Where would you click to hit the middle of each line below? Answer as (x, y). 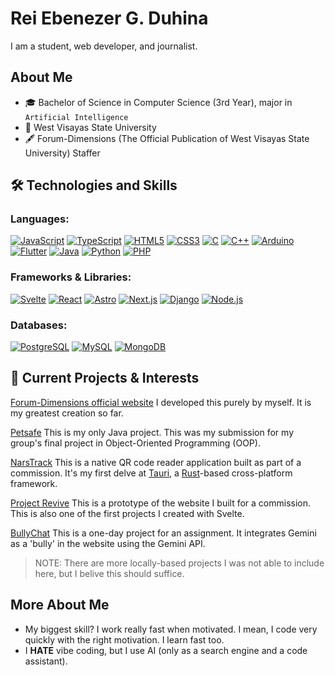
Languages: (40, 219)
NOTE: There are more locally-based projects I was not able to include (179, 563)
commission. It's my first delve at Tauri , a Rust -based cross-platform (151, 473)
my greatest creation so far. (67, 413)
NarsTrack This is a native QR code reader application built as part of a (156, 462)
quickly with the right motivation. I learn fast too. (124, 639)
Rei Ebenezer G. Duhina (109, 18)
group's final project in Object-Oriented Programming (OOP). (135, 443)
